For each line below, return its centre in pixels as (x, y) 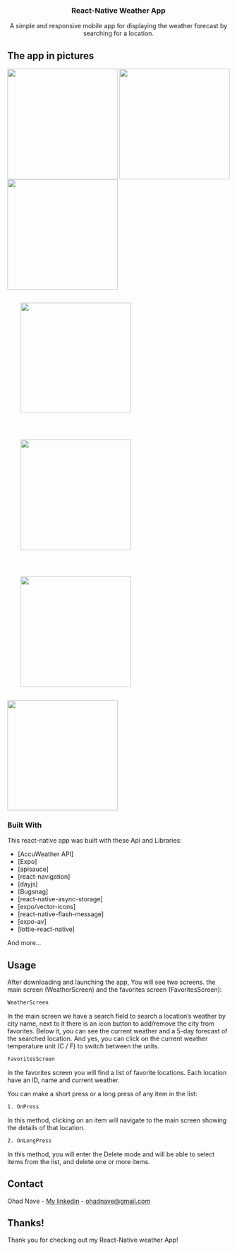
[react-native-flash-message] (61, 914)
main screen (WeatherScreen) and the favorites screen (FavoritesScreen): (115, 990)
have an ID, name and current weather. (63, 1080)
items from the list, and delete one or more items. (79, 1161)
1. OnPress (23, 1107)
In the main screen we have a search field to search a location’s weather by (116, 1016)
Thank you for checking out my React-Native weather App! (93, 1240)
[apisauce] (33, 869)
